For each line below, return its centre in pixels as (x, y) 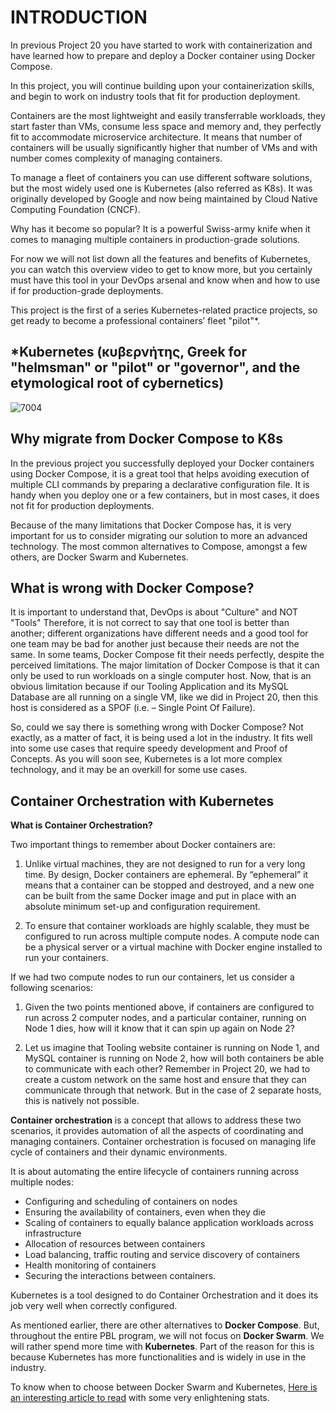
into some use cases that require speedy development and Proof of (149, 748)
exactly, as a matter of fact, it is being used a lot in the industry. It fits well (161, 738)
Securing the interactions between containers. (120, 1276)
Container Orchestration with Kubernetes (142, 801)
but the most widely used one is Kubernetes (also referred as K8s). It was (161, 188)
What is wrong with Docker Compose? (132, 587)
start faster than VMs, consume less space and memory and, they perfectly (166, 126)
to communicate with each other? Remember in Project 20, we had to (167, 1069)
